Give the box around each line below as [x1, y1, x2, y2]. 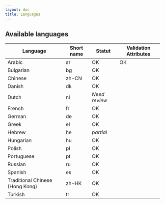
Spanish [7, 169, 27, 176]
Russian [7, 161, 26, 168]
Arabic [7, 59, 23, 66]
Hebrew [7, 129, 26, 136]
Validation [126, 45, 151, 52]
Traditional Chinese [7, 177, 53, 184]
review [91, 97, 108, 104]
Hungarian [7, 137, 32, 144]
